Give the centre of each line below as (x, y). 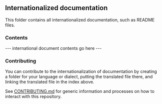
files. (10, 25)
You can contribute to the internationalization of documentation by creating (81, 72)
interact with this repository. (33, 97)
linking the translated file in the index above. (50, 82)
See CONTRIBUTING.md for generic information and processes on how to (80, 91)
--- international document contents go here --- (54, 48)
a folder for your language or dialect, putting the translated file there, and (79, 77)
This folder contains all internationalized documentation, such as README (80, 20)
